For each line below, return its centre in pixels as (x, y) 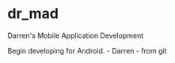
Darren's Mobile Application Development (76, 35)
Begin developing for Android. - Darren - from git (87, 50)
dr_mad (33, 14)
